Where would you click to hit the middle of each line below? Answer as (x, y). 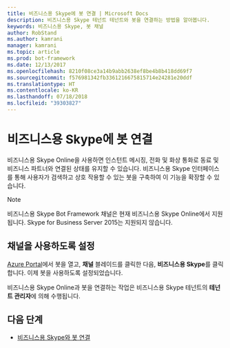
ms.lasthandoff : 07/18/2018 (48, 97)
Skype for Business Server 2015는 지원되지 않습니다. (100, 222)
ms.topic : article (33, 52)
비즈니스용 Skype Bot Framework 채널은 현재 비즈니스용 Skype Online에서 (109, 214)
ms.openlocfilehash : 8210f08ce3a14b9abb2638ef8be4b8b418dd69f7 (100, 71)
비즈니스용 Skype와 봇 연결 (54, 338)
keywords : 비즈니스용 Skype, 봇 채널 (55, 26)
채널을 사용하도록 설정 (51, 246)
